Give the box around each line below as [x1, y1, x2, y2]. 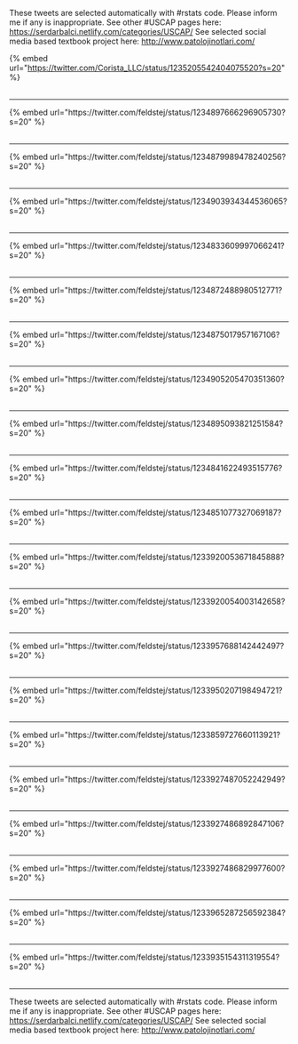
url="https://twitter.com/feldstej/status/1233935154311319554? [50, 952, 280, 962]
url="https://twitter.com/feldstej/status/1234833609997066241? [50, 240, 286, 251]
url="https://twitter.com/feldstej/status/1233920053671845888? [50, 551, 286, 562]
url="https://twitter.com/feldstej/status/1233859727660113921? [50, 729, 281, 740]
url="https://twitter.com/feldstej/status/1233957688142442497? [50, 640, 285, 651]
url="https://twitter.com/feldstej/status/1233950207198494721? [50, 685, 283, 695]
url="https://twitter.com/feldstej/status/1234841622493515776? [50, 462, 283, 473]
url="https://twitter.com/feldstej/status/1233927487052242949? [50, 774, 286, 784]
